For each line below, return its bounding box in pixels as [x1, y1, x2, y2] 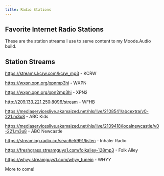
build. [5, 44, 17, 49]
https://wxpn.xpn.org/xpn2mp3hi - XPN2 [5, 89, 88, 95]
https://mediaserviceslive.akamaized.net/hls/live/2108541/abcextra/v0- [5, 109, 149, 114]
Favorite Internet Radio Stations [5, 25, 104, 34]
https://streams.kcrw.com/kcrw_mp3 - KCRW [5, 70, 97, 76]
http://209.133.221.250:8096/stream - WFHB [5, 99, 95, 105]
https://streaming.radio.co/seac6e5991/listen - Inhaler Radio [5, 138, 127, 144]
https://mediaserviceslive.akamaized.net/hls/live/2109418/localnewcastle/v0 [5, 123, 159, 129]
